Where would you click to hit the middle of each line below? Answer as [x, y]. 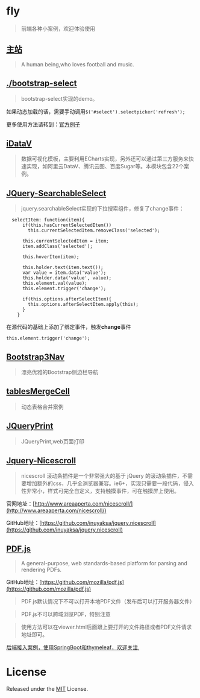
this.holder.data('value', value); [67, 278]
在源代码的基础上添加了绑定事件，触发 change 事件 [69, 327]
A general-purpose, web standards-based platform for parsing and [104, 563]
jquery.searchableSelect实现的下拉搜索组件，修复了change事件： [103, 209]
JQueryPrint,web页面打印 [52, 441]
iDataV [19, 143]
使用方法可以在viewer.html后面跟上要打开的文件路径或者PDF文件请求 [106, 627]
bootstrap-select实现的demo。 [59, 98]
